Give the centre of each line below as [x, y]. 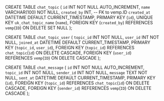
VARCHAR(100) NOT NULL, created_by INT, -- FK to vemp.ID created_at [78, 12]
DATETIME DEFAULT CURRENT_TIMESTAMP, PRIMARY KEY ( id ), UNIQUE [79, 17]
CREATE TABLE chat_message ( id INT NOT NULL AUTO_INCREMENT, [75, 67]
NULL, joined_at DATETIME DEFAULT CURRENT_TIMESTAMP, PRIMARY [78, 42]
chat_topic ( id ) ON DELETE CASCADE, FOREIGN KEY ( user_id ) [68, 53]
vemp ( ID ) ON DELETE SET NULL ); [39, 28]
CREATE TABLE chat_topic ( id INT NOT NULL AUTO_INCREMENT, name [78, 7]
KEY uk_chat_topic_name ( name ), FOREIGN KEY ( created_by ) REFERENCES [79, 22]
